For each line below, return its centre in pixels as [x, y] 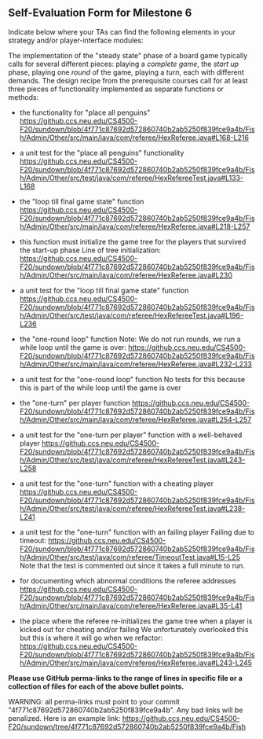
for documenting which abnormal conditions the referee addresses [128, 580]
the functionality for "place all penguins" [85, 112]
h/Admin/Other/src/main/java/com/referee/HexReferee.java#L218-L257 [135, 226]
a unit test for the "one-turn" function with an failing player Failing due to [137, 532]
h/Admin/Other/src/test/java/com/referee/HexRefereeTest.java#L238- [132, 508]
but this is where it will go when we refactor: [91, 638]
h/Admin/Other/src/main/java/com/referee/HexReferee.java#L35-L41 [131, 605]
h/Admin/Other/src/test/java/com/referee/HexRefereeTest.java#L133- [131, 178]
